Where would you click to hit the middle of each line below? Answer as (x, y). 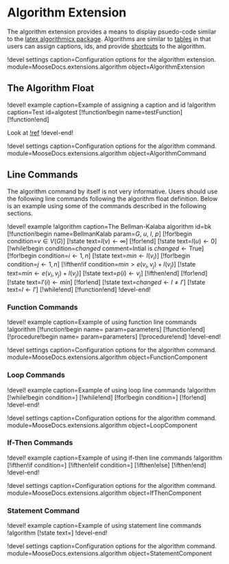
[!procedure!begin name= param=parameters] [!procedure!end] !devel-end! (114, 336)
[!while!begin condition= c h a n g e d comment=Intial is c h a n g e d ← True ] (106, 248)
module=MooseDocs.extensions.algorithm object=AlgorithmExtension (106, 66)
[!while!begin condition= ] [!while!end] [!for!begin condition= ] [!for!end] (107, 397)
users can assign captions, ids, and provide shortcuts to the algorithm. (107, 46)
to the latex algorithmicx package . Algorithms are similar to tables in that (109, 38)
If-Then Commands (40, 443)
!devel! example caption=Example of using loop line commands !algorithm (111, 390)
